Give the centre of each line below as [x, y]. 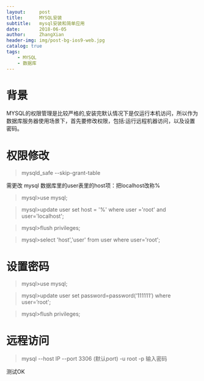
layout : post [28, 12]
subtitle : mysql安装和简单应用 [46, 23]
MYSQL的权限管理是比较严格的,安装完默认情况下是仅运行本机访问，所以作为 [102, 113]
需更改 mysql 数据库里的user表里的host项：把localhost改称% [83, 186]
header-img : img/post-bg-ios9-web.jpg [56, 40]
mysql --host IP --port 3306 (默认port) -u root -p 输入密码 [94, 359]
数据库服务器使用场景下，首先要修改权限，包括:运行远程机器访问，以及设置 [101, 121]
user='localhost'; [42, 216]
